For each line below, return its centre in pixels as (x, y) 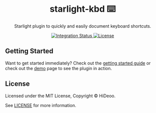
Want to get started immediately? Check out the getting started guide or (78, 63)
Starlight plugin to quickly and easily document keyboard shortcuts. (83, 26)
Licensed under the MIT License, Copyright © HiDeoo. (60, 96)
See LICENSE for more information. (41, 105)
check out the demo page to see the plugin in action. (59, 68)
